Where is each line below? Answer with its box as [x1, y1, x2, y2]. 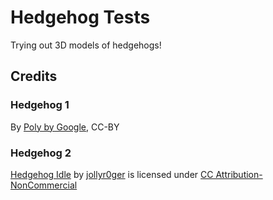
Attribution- [215, 168, 263, 180]
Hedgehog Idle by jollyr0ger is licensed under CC [10, 168, 214, 180]
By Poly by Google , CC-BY [10, 121, 120, 133]
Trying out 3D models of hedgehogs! [10, 39, 162, 51]
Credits [10, 68, 58, 85]
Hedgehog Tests [10, 6, 151, 29]
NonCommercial [10, 179, 78, 191]
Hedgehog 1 [10, 98, 70, 112]
